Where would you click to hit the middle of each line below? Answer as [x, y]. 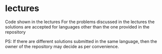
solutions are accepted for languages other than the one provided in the [77, 27]
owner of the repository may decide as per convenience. [62, 46]
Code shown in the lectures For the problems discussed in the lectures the [80, 22]
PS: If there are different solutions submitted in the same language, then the [81, 41]
